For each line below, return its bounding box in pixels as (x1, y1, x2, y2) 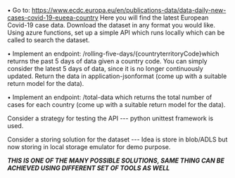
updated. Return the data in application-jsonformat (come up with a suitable (7, 72, 227, 80)
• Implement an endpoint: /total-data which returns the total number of (7, 93, 212, 101)
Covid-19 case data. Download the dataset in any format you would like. (7, 21, 216, 29)
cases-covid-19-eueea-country (7, 13, 99, 22)
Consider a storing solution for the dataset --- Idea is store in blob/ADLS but (7, 135, 228, 144)
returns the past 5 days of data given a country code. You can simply (7, 57, 208, 65)
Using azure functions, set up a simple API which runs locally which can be (7, 28, 225, 37)
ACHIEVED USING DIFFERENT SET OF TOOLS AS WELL (7, 164, 170, 172)
